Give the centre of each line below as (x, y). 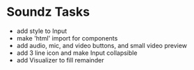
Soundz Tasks (48, 12)
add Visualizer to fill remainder (60, 60)
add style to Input (42, 31)
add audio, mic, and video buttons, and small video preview (102, 45)
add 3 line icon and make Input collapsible (77, 53)
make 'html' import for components (67, 38)
